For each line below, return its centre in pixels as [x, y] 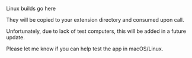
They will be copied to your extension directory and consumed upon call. [95, 20]
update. [15, 37]
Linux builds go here [31, 8]
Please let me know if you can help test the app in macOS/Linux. [85, 49]
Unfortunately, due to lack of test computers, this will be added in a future [96, 31]
